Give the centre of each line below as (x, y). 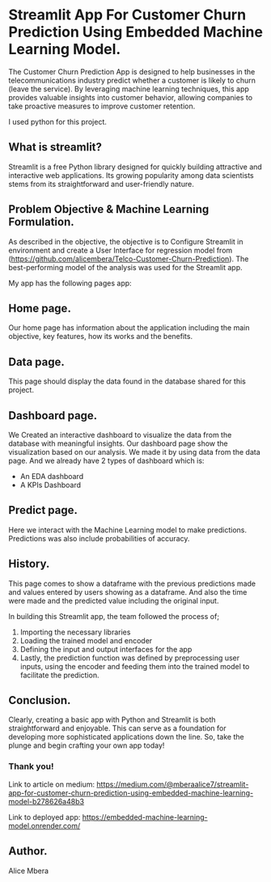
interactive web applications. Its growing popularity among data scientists (131, 175)
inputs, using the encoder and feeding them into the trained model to (135, 666)
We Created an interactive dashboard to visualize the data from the (120, 435)
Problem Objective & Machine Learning (109, 209)
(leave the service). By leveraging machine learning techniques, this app (129, 89)
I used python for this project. (57, 121)
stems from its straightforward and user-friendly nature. (101, 184)
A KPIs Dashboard (51, 485)
